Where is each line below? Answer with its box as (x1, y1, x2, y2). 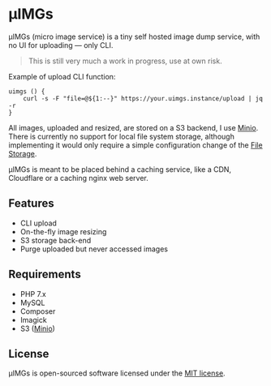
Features (8, 196, 54, 211)
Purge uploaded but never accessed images (19, 244, 169, 254)
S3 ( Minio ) (19, 324, 55, 333)
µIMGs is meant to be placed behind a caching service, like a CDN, (8, 164, 232, 174)
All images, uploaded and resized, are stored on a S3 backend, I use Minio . (8, 122, 259, 132)
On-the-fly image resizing (19, 226, 107, 236)
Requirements (8, 268, 81, 281)
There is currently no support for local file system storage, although (8, 131, 235, 141)
